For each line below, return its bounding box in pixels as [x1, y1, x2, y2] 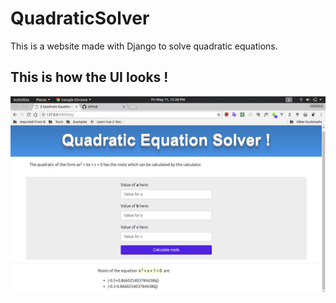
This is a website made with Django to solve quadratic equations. [10, 40, 278, 52]
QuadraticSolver [10, 7, 150, 30]
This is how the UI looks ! [10, 69, 169, 86]
